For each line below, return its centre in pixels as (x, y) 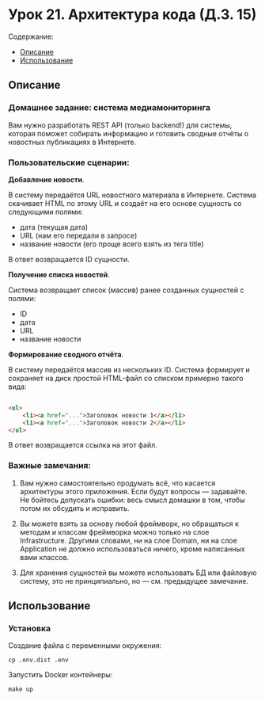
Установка (30, 629)
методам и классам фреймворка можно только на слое (114, 531)
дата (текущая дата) (54, 227)
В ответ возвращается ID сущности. (69, 259)
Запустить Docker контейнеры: (61, 675)
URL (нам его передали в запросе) (78, 235)
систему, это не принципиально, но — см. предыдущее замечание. (134, 581)
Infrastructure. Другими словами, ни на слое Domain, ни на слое (128, 540)
